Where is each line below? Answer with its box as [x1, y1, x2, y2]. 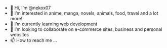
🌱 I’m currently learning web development [10, 21, 98, 27]
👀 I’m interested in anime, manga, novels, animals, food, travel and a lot [10, 10, 158, 16]
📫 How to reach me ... [10, 37, 57, 43]
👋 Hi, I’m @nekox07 [10, 5, 51, 11]
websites [10, 32, 29, 37]
